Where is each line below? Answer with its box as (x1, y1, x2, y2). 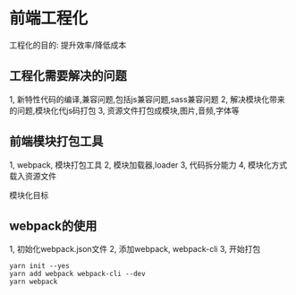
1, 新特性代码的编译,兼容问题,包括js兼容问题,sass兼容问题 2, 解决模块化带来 (9, 93, 286, 104)
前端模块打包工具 (9, 134, 104, 149)
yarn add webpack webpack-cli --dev (9, 270, 146, 279)
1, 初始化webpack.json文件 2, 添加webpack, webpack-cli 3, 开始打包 (9, 244, 261, 255)
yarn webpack (9, 277, 58, 287)
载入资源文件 (9, 170, 56, 181)
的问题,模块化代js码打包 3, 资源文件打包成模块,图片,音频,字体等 (9, 105, 240, 116)
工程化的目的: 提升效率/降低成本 (9, 39, 127, 50)
